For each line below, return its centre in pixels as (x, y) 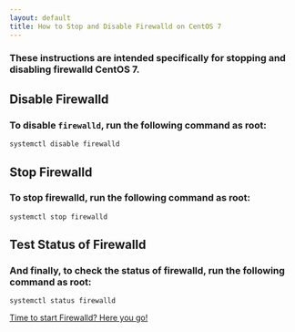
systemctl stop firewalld (58, 217)
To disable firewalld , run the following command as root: (138, 125)
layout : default (40, 18)
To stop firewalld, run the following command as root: (130, 198)
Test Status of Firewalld (78, 245)
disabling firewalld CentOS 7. (75, 69)
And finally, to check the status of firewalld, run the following (147, 271)
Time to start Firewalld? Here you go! (79, 318)
